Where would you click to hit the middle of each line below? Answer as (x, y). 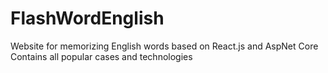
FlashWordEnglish (87, 18)
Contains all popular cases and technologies (101, 56)
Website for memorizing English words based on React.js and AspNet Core (164, 46)
